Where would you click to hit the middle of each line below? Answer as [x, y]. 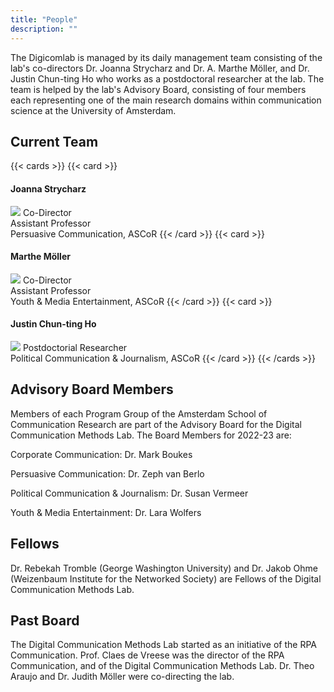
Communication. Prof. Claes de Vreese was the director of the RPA [147, 655]
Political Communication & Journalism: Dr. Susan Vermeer [129, 493]
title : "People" [44, 19]
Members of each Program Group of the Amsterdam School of [139, 413]
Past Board [45, 620]
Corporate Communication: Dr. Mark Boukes [101, 454]
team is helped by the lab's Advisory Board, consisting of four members [158, 89]
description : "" [44, 29]
